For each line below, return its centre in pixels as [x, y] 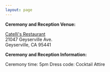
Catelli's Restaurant [25, 34]
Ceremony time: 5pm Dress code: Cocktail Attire [55, 64]
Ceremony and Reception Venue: [40, 24]
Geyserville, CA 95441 [28, 45]
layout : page [19, 10]
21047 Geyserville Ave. [29, 39]
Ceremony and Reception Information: [46, 54]
